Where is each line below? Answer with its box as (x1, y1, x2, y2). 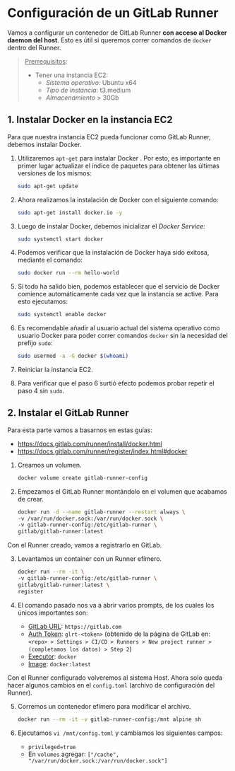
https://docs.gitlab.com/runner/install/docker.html (17, 439, 162, 448)
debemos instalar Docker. (7, 140, 82, 149)
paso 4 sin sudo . (17, 387, 65, 395)
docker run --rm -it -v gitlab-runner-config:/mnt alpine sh (17, 716, 202, 723)
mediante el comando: (17, 256, 83, 265)
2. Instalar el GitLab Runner (7, 407, 129, 419)
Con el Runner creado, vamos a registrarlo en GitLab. (7, 541, 162, 550)
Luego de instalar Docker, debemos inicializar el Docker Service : (17, 221, 206, 231)
